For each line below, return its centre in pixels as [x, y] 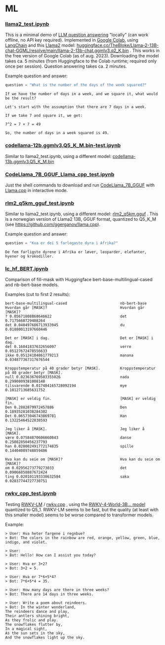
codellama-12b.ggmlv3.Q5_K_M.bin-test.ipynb [63, 146]
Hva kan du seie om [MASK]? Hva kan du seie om [83, 459]
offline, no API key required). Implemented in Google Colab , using [72, 40]
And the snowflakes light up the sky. [45, 637]
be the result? [21, 99]
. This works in [144, 50]
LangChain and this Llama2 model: [40, 46]
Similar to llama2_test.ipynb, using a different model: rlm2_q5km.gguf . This [82, 214]
